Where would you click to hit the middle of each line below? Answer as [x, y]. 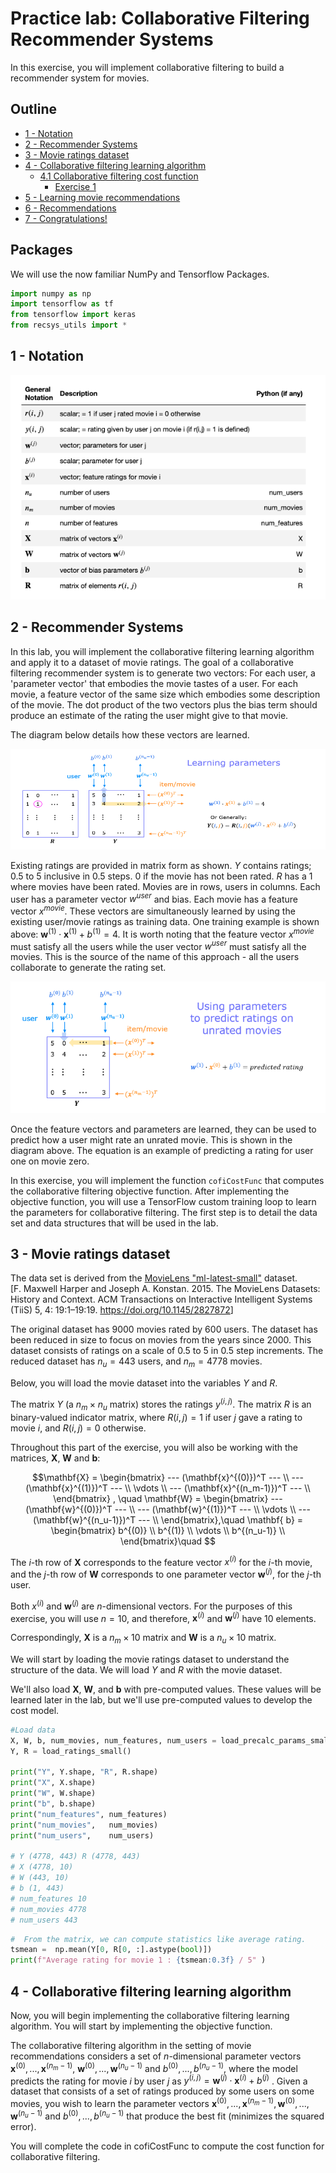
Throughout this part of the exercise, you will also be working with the [154, 1447]
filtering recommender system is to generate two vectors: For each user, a [163, 673]
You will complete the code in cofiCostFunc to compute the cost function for [167, 2146]
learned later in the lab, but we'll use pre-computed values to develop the [161, 1699]
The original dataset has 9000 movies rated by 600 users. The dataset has [164, 1329]
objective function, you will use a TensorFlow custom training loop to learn [163, 1201]
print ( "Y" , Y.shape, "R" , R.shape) [84, 1772]
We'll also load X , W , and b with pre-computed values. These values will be [166, 1689]
